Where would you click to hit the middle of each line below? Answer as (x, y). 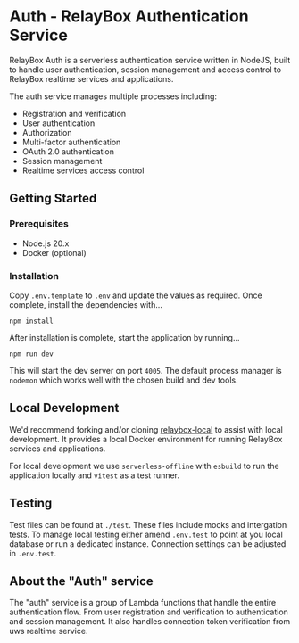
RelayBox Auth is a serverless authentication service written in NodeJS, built (150, 60)
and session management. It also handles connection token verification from (150, 622)
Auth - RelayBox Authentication (129, 16)
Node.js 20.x (46, 243)
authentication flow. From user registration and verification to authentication (149, 612)
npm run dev (31, 354)
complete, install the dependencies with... (86, 304)
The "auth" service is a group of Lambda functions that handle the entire (143, 603)
